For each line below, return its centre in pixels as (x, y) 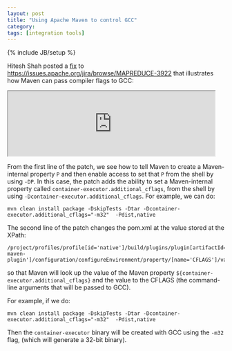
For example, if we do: (39, 301)
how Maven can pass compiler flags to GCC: (71, 81)
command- (205, 280)
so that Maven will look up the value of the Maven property (91, 273)
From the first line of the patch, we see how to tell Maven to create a (104, 167)
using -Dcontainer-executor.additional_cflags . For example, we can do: (111, 196)
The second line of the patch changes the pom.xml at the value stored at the (116, 228)
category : (21, 26)
